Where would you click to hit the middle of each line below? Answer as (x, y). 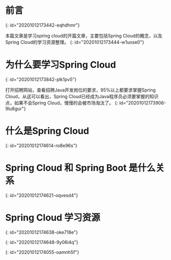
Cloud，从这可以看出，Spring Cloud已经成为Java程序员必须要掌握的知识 (82, 96)
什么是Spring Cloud (47, 131)
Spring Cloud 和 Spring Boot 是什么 (81, 168)
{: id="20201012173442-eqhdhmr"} (43, 25)
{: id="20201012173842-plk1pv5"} (41, 79)
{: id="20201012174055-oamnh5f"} (42, 252)
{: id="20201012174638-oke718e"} (42, 232)
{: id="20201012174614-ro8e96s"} (41, 145)
